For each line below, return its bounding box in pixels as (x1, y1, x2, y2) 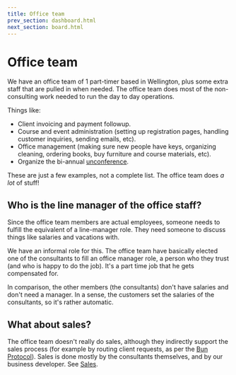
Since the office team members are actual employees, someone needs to (7, 218, 220, 226)
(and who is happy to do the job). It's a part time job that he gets (7, 262, 194, 270)
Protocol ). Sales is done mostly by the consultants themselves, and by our (7, 352, 223, 361)
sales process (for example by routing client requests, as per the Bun (7, 345, 208, 353)
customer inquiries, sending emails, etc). (17, 135, 136, 144)
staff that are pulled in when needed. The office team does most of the (7, 85, 213, 93)
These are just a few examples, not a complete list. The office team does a (7, 171, 225, 180)
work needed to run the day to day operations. (39, 93, 175, 101)
